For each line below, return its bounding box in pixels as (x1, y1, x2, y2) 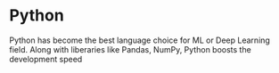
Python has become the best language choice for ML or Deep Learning (9, 35, 270, 45)
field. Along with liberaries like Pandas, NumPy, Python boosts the (9, 44, 251, 54)
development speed (9, 53, 83, 64)
